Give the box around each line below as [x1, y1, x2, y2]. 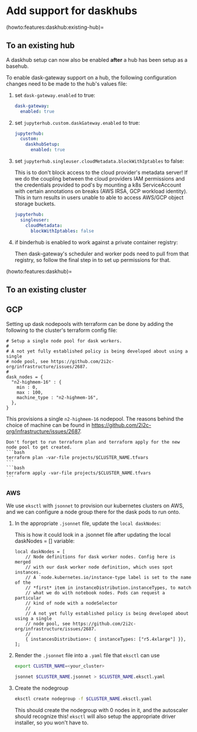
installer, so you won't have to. [14, 719, 89, 726]
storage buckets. [14, 200, 56, 207]
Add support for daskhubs [6, 4, 138, 18]
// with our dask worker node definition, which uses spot [25, 564, 173, 570]
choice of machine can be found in [6, 421, 91, 428]
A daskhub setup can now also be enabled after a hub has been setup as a [6, 56, 188, 63]
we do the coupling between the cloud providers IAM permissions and [14, 175, 185, 182]
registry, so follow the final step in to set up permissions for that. [14, 256, 171, 263]
